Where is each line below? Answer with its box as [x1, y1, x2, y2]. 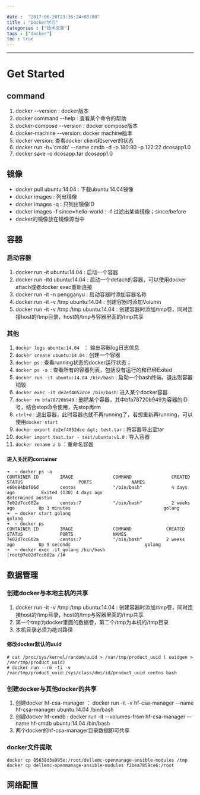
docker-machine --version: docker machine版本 [15, 130, 133, 137]
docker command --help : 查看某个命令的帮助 [15, 115, 127, 122]
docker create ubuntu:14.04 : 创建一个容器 [15, 351, 120, 359]
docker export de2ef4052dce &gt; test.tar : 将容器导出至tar [15, 426, 164, 433]
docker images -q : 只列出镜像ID [15, 200, 94, 208]
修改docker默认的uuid [7, 640, 62, 648]
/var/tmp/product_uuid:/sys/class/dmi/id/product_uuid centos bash [7, 670, 177, 676]
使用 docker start [15, 418, 58, 425]
